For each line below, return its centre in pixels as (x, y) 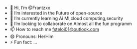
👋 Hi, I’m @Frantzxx (30, 8)
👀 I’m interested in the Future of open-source (56, 13)
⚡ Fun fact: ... (23, 42)
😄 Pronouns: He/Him (32, 36)
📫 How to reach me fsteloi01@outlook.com (55, 29)
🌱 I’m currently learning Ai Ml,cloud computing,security (67, 18)
